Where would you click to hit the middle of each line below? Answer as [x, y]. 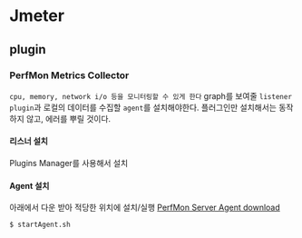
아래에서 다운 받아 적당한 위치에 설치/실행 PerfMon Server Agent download [145, 208]
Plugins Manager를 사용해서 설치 [69, 164]
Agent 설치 [29, 185]
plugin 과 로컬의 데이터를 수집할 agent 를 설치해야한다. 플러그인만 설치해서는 [143, 107]
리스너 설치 [29, 141]
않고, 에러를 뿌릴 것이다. [68, 118]
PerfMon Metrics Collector [69, 75]
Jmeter [37, 16]
